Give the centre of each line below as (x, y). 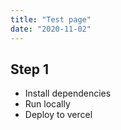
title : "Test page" (51, 19)
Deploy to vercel (58, 115)
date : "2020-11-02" (51, 29)
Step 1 (30, 69)
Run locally (47, 104)
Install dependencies (68, 93)
